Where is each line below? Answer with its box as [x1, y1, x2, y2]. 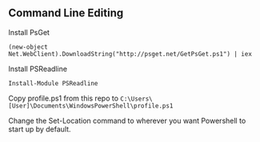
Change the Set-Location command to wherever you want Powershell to [8, 116, 246, 125]
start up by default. [8, 124, 71, 134]
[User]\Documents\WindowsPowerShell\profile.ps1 [8, 101, 174, 110]
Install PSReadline [8, 64, 68, 73]
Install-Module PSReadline [8, 79, 98, 87]
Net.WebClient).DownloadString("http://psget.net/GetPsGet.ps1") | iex [8, 49, 252, 58]
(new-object [8, 43, 48, 51]
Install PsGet [8, 27, 50, 37]
